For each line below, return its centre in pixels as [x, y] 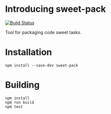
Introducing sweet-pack [55, 9]
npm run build [20, 102]
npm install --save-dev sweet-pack [42, 65]
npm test [14, 107]
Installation [29, 52]
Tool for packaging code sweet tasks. [43, 32]
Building [22, 85]
